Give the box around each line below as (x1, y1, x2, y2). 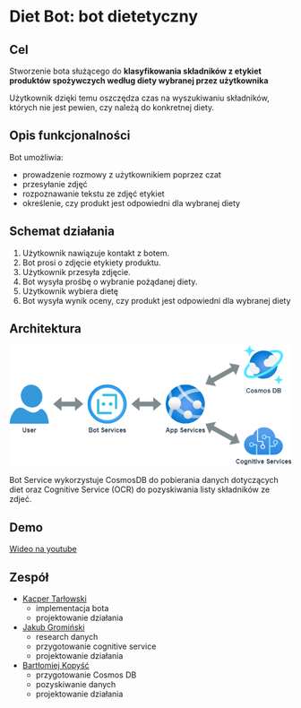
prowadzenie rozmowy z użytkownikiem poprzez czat (21, 168, 221, 180)
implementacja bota (35, 603, 109, 614)
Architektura (9, 321, 82, 337)
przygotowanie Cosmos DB (35, 669, 137, 680)
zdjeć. (9, 494, 32, 505)
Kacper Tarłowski (21, 593, 87, 604)
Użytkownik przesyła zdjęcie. (21, 266, 132, 277)
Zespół (9, 569, 49, 584)
